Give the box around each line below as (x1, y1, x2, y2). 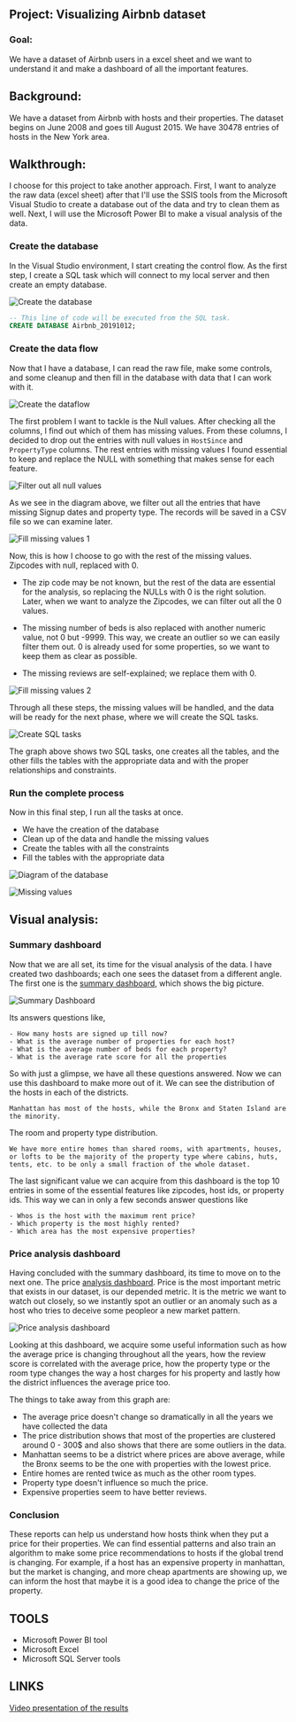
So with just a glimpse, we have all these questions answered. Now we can (9, 1067, 282, 1079)
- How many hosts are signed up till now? (9, 1029, 168, 1038)
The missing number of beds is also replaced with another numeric (21, 622, 267, 632)
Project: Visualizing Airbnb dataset (9, 7, 206, 22)
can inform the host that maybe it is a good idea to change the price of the (9, 1576, 280, 1586)
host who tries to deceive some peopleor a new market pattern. (9, 1305, 240, 1315)
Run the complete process (9, 787, 125, 799)
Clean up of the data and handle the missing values (21, 833, 209, 844)
